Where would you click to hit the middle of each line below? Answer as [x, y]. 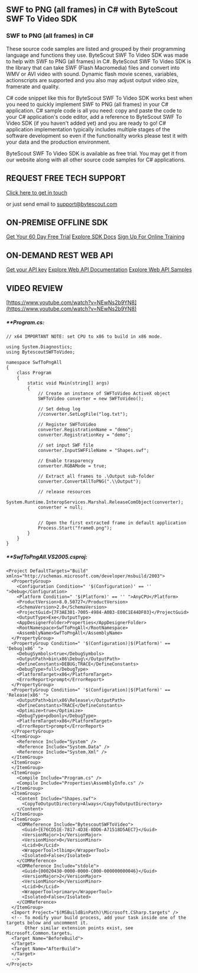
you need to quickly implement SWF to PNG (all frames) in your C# [87, 104]
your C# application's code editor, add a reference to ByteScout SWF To [94, 117]
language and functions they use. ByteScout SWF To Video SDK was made [97, 55]
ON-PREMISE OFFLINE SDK [57, 222]
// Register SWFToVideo [67, 424]
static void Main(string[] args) [69, 383]
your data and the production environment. [58, 142]
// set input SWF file [66, 445]
